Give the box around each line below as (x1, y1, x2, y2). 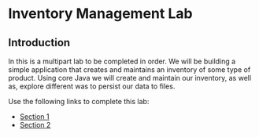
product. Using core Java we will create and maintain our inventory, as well (8, 74, 252, 82)
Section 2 (19, 121, 51, 129)
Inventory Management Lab (8, 5, 193, 23)
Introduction (8, 36, 71, 49)
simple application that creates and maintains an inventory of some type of (8, 65, 251, 74)
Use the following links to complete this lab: (8, 97, 150, 106)
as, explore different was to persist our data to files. (8, 81, 176, 91)
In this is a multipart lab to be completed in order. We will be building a (8, 56, 236, 66)
